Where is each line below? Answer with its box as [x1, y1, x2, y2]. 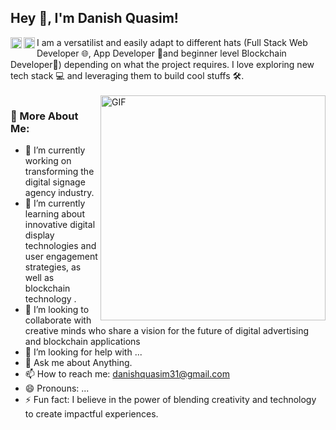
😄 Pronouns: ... [24, 382, 90, 395]
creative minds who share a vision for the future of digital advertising [24, 325, 310, 337]
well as [24, 272, 55, 284]
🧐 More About [10, 109, 79, 123]
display [24, 229, 55, 241]
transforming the [24, 166, 95, 178]
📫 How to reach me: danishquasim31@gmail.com [24, 368, 230, 380]
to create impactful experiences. [24, 408, 159, 420]
